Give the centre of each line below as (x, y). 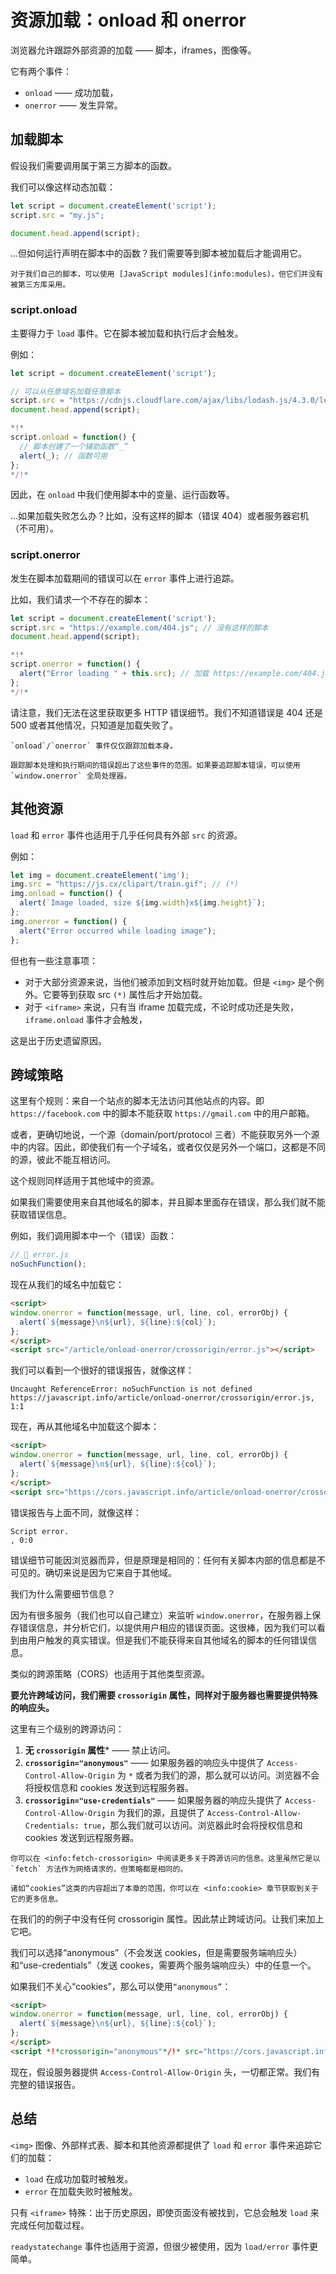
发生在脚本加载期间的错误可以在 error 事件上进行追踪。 (125, 578)
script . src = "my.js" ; (57, 215)
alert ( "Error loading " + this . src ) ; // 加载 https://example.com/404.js (174, 674)
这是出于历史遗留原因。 (58, 1040)
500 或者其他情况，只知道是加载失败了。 (94, 725)
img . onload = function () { (66, 894)
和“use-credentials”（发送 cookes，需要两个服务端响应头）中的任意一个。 (163, 1965)
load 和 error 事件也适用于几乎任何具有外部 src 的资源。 (126, 835)
